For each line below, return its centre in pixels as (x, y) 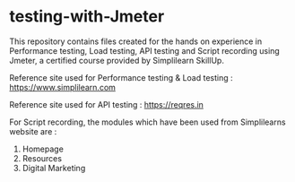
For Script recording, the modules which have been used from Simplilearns (147, 122)
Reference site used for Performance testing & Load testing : (121, 77)
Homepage (43, 149)
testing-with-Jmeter (87, 17)
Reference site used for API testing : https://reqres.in (107, 104)
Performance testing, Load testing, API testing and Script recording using (144, 50)
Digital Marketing (54, 168)
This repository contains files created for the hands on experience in (136, 41)
